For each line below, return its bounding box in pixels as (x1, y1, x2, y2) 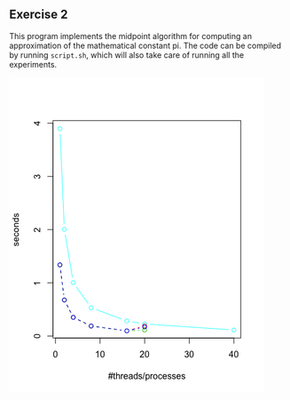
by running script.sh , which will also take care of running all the (9, 49, 245, 60)
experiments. (9, 59, 58, 69)
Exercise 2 (9, 7, 68, 22)
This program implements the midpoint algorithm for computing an (9, 30, 253, 41)
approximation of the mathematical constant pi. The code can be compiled (9, 40, 282, 51)
